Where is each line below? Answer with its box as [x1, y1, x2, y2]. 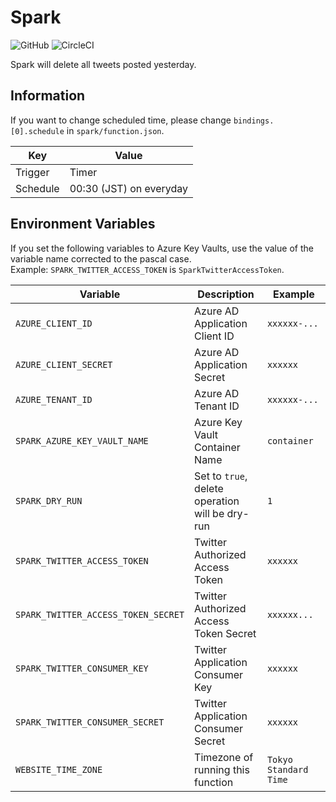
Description [197, 287, 255, 301]
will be [194, 506, 225, 520]
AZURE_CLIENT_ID [15, 317, 93, 329]
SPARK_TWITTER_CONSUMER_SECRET [15, 716, 165, 728]
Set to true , [194, 469, 248, 483]
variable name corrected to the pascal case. [10, 252, 192, 265]
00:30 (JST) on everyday [69, 181, 189, 195]
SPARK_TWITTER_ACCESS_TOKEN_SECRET [15, 609, 185, 620]
